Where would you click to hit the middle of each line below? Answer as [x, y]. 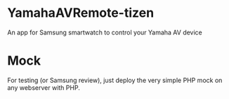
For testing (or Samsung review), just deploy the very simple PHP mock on [115, 80]
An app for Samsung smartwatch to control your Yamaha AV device [105, 32]
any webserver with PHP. [44, 87]
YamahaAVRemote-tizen [81, 13]
